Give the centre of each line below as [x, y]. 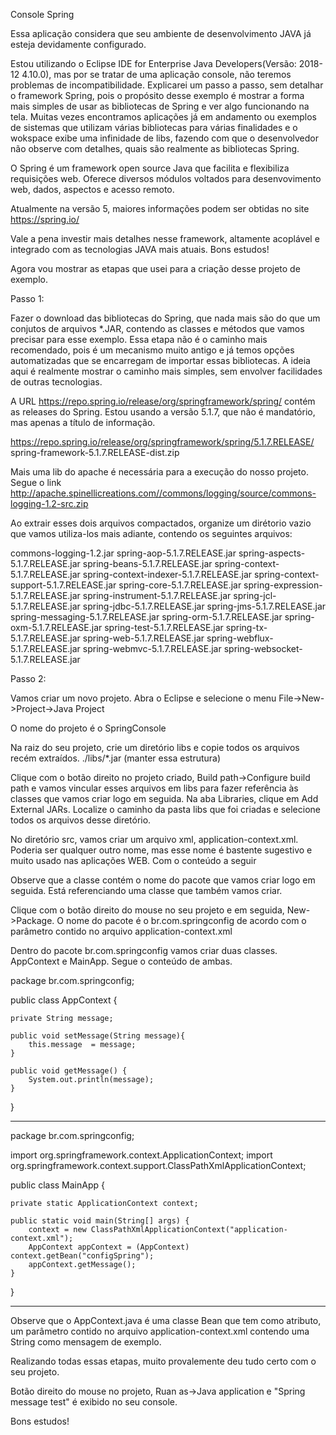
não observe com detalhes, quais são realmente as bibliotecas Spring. [155, 148]
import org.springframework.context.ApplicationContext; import [141, 1155]
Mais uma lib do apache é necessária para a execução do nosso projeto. [159, 472]
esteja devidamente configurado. [78, 44]
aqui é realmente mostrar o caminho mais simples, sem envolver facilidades [166, 371]
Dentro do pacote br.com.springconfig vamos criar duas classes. [144, 950]
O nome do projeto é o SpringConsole [88, 728]
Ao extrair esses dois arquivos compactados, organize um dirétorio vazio [161, 523]
